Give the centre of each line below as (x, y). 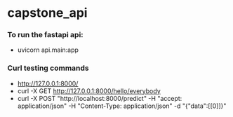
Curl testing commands (48, 68)
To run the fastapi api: (46, 35)
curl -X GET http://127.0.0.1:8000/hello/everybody (89, 91)
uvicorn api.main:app (48, 50)
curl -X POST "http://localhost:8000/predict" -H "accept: (100, 98)
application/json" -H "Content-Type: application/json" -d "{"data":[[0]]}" (122, 106)
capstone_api (47, 13)
